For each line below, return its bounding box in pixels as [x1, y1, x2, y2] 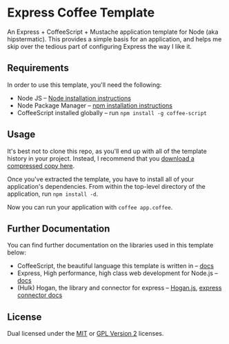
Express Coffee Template [7, 5, 155, 21]
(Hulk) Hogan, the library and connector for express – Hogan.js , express [17, 284, 222, 292]
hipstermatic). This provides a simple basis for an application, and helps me [7, 34, 222, 43]
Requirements [7, 62, 69, 74]
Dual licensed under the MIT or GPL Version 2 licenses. [7, 330, 164, 338]
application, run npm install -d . [7, 190, 99, 198]
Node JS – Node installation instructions [17, 94, 131, 102]
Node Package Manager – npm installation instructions [17, 101, 173, 110]
